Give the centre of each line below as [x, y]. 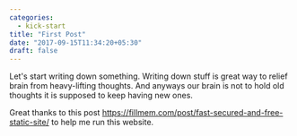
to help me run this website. [102, 123]
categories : [31, 17]
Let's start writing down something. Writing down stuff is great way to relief [149, 76]
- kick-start [42, 26]
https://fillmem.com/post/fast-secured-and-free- [192, 113]
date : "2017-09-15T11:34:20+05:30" [76, 42]
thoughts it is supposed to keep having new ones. [101, 96]
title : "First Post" [48, 34]
